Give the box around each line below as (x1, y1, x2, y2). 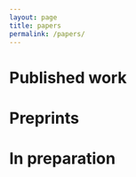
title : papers (9, 21, 62, 30)
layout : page (9, 12, 58, 22)
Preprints (9, 108, 80, 128)
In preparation (9, 148, 116, 168)
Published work (9, 67, 127, 88)
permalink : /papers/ (9, 29, 86, 38)
